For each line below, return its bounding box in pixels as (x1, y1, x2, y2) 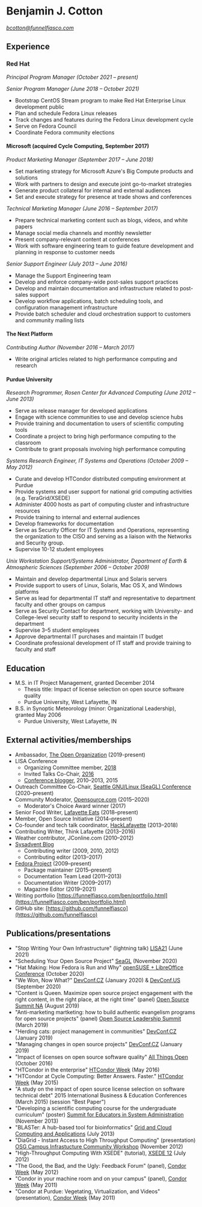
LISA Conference (14, 757, 58, 764)
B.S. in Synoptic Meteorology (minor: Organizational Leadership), (14, 705, 176, 712)
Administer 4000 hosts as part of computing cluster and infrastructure (14, 501, 189, 508)
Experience (6, 42, 50, 52)
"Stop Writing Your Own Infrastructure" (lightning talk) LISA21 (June (14, 944, 183, 952)
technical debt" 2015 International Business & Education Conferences (14, 1091, 188, 1099)
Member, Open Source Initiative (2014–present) (14, 815, 132, 822)
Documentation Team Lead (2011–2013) (23, 872, 122, 880)
